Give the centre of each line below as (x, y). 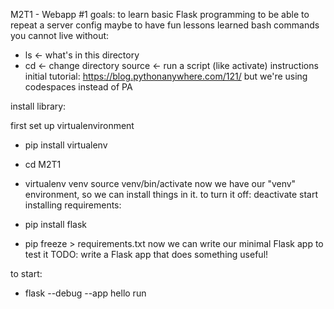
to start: (26, 273)
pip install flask (56, 224)
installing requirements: (73, 205)
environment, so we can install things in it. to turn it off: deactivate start (171, 194)
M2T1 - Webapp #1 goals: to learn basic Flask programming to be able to (160, 14)
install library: (38, 106)
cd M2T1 (43, 164)
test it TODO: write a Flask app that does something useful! (146, 254)
